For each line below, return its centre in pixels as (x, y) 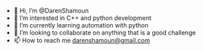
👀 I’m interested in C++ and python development (82, 18)
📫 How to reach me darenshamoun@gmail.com (82, 40)
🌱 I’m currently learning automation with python (81, 25)
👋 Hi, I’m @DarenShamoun (51, 11)
